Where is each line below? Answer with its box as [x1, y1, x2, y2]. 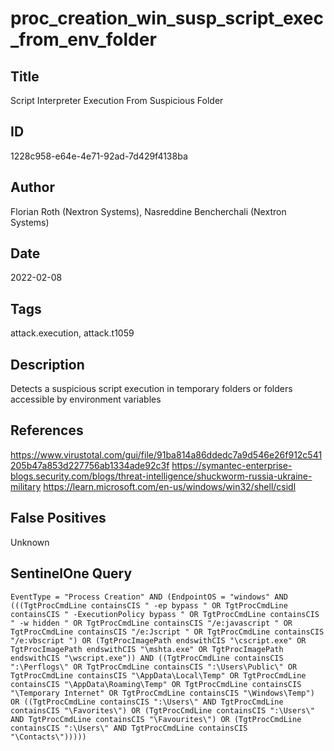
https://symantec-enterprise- [171, 459, 293, 471]
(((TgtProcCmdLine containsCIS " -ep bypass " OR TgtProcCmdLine [10, 600, 288, 611]
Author [10, 179, 55, 196]
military [10, 480, 42, 492]
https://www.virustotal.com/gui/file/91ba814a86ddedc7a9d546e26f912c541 [10, 448, 323, 461]
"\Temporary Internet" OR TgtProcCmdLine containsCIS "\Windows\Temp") [10, 688, 315, 698]
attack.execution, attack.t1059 [10, 327, 135, 339]
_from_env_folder [10, 28, 157, 51]
